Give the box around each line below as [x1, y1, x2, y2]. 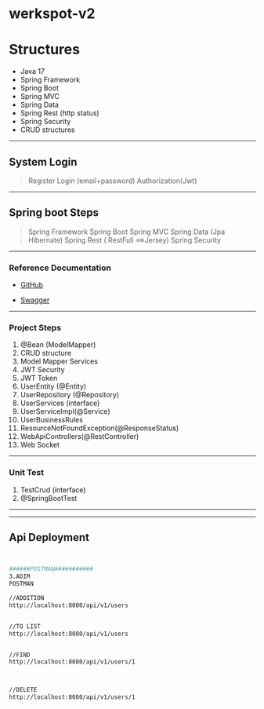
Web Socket [20, 440, 60, 450]
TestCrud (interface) [20, 484, 86, 495]
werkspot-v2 [9, 5, 96, 23]
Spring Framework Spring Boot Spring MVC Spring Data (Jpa [27, 227, 226, 236]
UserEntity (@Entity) [20, 382, 87, 391]
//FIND [9, 651, 31, 659]
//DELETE [9, 686, 38, 694]
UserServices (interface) [20, 398, 100, 408]
